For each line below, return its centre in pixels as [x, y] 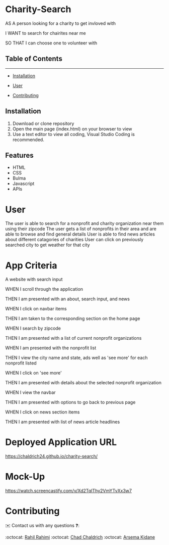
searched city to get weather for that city [48, 245]
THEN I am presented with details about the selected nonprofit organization [83, 383]
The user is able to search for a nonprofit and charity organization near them [84, 223]
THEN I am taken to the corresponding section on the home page [73, 319]
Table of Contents [34, 59]
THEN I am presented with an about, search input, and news [67, 299]
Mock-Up [25, 477]
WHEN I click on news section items [43, 412]
